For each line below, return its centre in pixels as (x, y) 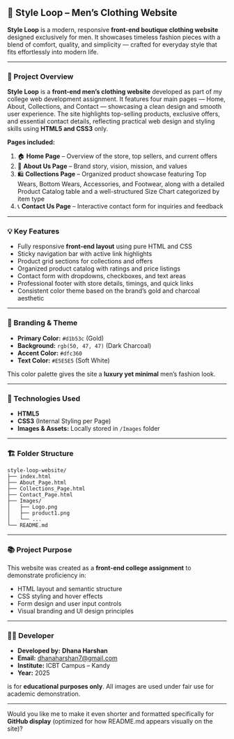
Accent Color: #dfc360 (49, 353)
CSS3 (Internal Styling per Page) (64, 421)
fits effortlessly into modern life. (53, 52)
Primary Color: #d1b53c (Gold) (61, 338)
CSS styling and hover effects (60, 596)
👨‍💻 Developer (31, 635)
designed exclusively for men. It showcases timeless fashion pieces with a (114, 37)
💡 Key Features (33, 231)
